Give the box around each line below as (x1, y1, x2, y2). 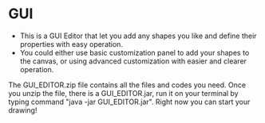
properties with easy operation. (19, 39, 124, 48)
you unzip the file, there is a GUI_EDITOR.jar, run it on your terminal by (8, 88, 239, 98)
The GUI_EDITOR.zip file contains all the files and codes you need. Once (8, 80, 246, 90)
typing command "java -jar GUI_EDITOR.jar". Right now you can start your (8, 97, 251, 106)
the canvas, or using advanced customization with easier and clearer (19, 56, 247, 66)
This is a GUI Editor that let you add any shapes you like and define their (19, 31, 257, 40)
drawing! (8, 105, 38, 115)
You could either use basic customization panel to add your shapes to (19, 48, 250, 57)
